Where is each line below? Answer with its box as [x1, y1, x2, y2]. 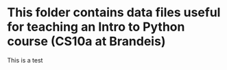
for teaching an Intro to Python [7, 19, 185, 35]
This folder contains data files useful [7, 5, 221, 20]
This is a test [7, 56, 43, 64]
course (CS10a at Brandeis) [7, 34, 166, 49]
